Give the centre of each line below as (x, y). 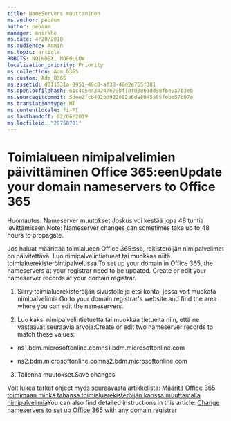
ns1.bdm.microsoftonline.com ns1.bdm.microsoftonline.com (101, 348)
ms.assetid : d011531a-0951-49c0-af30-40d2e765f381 (82, 84)
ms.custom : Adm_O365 (37, 78)
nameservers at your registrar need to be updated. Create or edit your (107, 271)
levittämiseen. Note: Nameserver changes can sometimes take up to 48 (108, 228)
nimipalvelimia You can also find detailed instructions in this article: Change (113, 403)
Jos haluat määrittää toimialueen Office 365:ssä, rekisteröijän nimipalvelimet (116, 249)
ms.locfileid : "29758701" (44, 123)
